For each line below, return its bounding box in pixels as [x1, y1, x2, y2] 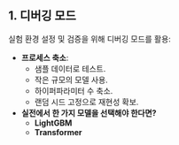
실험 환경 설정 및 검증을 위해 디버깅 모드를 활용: [8, 34, 172, 44]
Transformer [34, 126, 82, 137]
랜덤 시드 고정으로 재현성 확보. [34, 96, 139, 107]
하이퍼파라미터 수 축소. [34, 85, 113, 95]
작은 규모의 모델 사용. [34, 74, 108, 85]
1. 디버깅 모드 [8, 8, 76, 24]
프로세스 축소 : [20, 52, 69, 63]
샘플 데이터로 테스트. [34, 63, 106, 73]
